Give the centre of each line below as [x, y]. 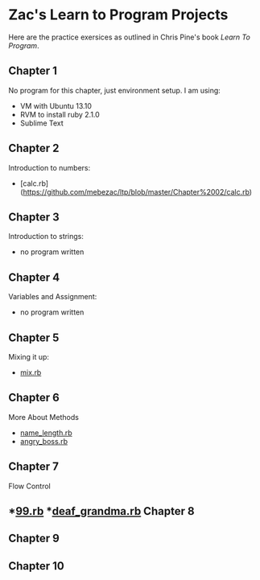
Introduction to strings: [46, 237]
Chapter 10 [36, 566]
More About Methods [43, 417]
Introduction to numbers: [50, 167]
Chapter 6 [34, 398]
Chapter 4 [34, 277]
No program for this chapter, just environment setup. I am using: [115, 90]
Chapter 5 [34, 337]
